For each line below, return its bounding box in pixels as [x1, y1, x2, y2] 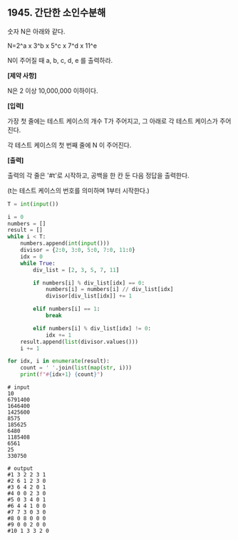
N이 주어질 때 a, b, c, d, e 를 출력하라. [7, 56, 113, 64]
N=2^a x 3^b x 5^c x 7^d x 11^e [7, 41, 98, 50]
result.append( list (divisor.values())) [20, 338, 139, 345]
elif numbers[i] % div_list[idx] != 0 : [33, 325, 152, 332]
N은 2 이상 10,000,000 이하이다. [7, 86, 98, 95]
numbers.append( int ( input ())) [20, 240, 110, 248]
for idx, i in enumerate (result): [7, 357, 110, 365]
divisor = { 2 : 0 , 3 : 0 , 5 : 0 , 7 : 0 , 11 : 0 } [20, 247, 135, 254]
